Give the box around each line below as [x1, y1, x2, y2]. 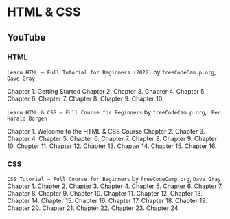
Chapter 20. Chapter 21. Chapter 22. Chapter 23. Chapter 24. [7, 204, 180, 212]
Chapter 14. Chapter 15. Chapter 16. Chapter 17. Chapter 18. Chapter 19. [7, 197, 208, 205]
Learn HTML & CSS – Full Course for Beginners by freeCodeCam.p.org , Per [7, 107, 221, 116]
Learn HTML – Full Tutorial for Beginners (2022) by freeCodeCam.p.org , [7, 67, 216, 76]
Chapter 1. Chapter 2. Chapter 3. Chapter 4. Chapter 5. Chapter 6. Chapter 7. [7, 182, 223, 190]
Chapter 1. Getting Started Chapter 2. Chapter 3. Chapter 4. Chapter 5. [7, 87, 206, 95]
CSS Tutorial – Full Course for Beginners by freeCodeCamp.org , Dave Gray [7, 175, 221, 183]
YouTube [7, 32, 46, 43]
